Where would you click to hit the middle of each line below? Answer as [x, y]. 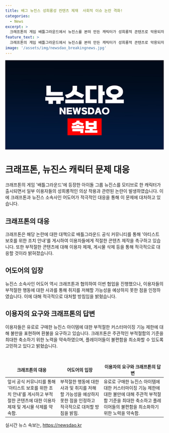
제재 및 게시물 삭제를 [27, 407]
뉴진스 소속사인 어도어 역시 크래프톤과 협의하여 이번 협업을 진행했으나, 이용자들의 [84, 284]
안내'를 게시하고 [28, 394]
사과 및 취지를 [73, 388]
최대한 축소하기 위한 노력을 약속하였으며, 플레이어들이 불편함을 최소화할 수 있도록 [84, 339]
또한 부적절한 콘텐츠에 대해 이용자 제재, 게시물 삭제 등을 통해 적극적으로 [86, 247]
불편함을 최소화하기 [140, 407]
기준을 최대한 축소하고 [131, 400]
